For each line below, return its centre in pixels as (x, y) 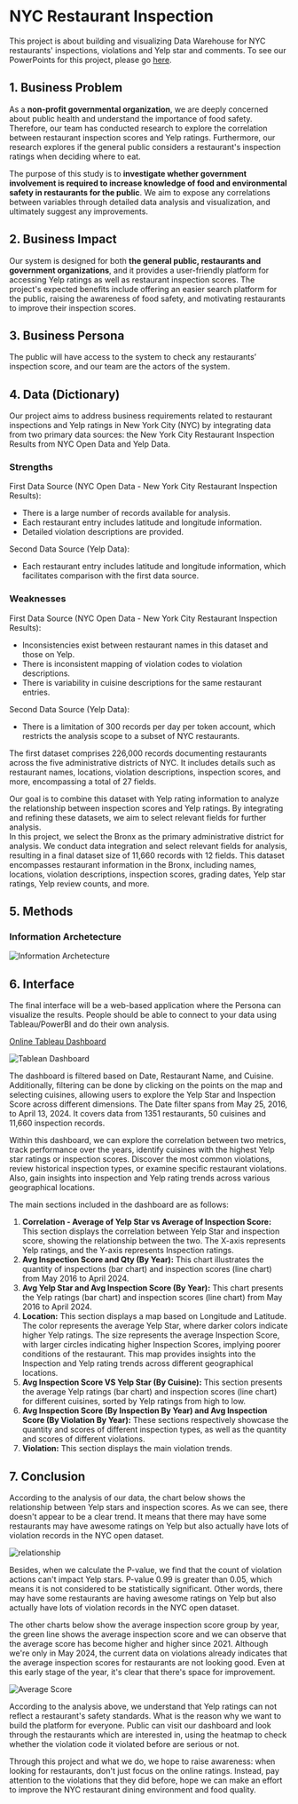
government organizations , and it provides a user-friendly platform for (139, 270)
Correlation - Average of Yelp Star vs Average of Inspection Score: (147, 1222)
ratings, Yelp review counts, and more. (79, 883)
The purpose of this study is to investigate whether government (128, 173)
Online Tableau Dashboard (58, 1042)
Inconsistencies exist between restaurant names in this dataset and (145, 645)
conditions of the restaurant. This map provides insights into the (139, 1354)
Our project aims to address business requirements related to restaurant (141, 416)
